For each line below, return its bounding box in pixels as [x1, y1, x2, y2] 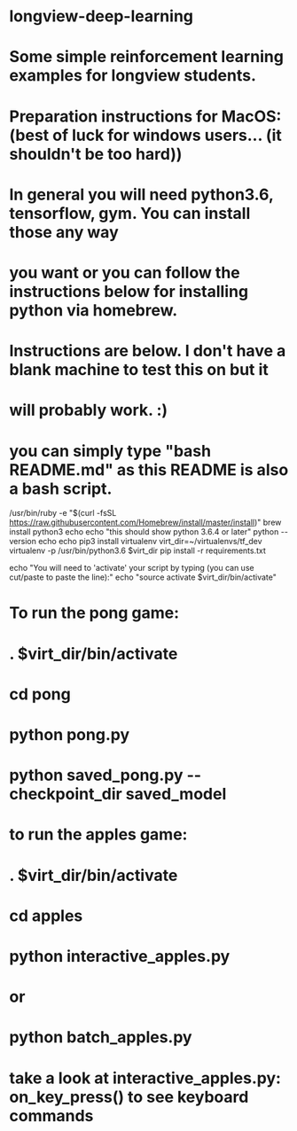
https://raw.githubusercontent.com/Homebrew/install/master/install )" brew [9, 517, 282, 528]
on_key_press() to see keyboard [9, 1087, 249, 1107]
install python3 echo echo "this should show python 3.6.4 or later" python [9, 526, 279, 537]
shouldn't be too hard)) [9, 144, 183, 164]
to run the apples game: [9, 824, 188, 845]
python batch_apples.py [9, 1027, 192, 1048]
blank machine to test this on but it [9, 360, 269, 380]
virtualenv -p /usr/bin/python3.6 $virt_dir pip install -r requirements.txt [9, 545, 266, 556]
